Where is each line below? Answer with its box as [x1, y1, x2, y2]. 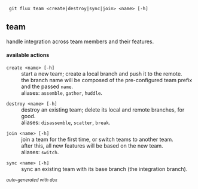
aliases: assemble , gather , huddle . [21, 89, 103, 97]
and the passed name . [21, 83, 74, 90]
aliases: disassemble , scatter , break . [21, 119, 111, 126]
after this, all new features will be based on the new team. [21, 142, 163, 149]
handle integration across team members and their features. [6, 38, 154, 45]
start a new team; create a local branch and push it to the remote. [21, 70, 182, 77]
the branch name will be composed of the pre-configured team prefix [21, 77, 193, 84]
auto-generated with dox [6, 177, 58, 183]
